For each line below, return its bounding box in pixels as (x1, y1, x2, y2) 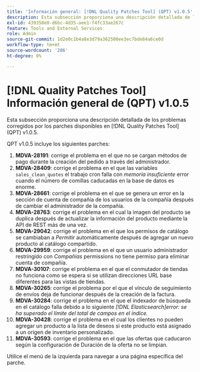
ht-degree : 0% (7, 53, 42, 59)
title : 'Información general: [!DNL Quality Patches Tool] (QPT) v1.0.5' (7, 8, 193, 15)
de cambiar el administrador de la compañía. (15, 202, 125, 209)
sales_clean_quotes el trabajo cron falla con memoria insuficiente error (15, 171, 189, 178)
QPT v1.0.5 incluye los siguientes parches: (7, 140, 110, 147)
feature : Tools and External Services (7, 25, 103, 31)
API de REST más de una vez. (15, 221, 88, 228)
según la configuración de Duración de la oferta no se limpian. (15, 341, 168, 348)
